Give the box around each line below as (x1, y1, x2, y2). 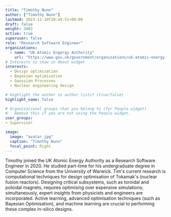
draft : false (5, 21, 33, 27)
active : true (5, 31, 33, 36)
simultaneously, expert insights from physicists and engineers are (5, 190, 143, 196)
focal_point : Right (10, 143, 51, 149)
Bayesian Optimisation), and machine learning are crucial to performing (5, 201, 155, 207)
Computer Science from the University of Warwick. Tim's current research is (5, 168, 166, 174)
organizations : (5, 45, 38, 50)
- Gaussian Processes (10, 78, 56, 83)
